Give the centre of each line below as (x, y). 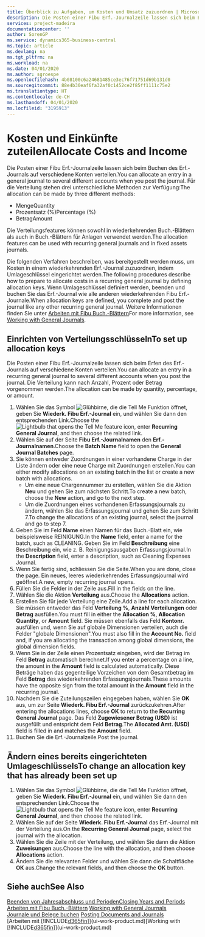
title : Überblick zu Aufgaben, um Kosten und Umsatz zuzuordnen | (93, 12)
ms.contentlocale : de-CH (38, 97)
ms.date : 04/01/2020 (33, 68)
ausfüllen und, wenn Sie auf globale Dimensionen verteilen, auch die (102, 627)
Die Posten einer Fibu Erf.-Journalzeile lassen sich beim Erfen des (89, 363)
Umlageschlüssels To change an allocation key (96, 766)
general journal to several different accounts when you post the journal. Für (101, 181)
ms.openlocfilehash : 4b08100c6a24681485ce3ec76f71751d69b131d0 (89, 80)
